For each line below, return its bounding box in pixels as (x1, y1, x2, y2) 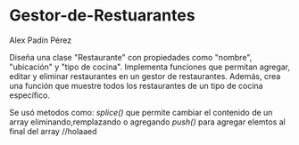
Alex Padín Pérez (9, 35, 72, 45)
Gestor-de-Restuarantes (9, 5, 195, 26)
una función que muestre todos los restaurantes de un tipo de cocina (9, 80, 263, 91)
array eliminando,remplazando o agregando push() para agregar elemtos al (9, 117, 286, 127)
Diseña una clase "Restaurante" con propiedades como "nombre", (9, 52, 253, 62)
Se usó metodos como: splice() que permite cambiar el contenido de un (9, 107, 273, 117)
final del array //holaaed (9, 125, 97, 136)
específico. (9, 90, 51, 101)
